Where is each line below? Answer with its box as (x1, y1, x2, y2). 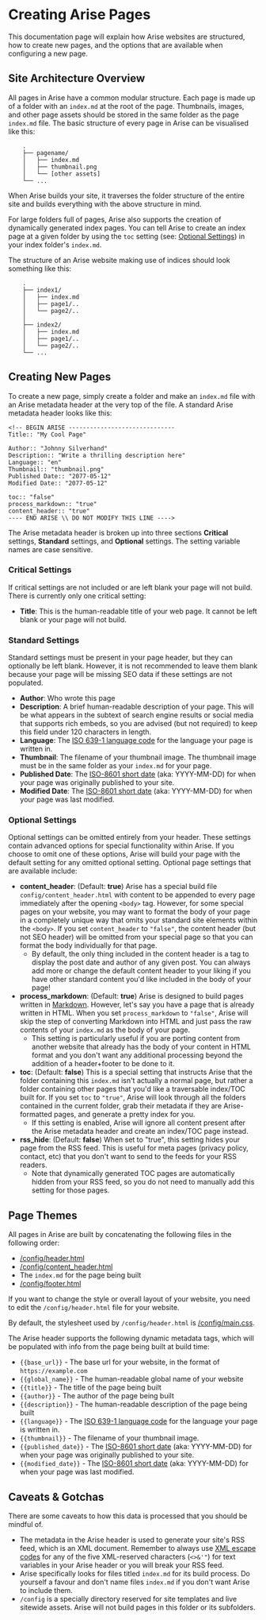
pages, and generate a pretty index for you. (54, 1110, 196, 1119)
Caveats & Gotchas (8, 1490, 104, 1503)
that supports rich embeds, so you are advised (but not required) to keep (19, 719, 258, 729)
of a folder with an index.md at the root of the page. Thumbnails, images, (8, 101, 245, 110)
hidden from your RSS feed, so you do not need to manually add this (31, 1177, 255, 1187)
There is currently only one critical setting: (8, 590, 146, 601)
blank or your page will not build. (19, 614, 127, 624)
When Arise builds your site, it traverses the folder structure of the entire (8, 191, 245, 200)
